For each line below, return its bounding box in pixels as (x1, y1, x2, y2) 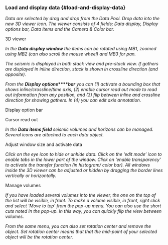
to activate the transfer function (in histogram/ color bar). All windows (5, 162, 150, 168)
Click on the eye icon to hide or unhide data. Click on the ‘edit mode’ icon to (5, 151, 162, 157)
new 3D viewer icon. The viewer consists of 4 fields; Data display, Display (5, 21, 158, 27)
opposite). (5, 71, 27, 77)
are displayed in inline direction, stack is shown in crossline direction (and (5, 66, 158, 72)
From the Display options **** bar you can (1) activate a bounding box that (5, 81, 160, 87)
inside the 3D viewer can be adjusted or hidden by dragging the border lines (5, 168, 163, 174)
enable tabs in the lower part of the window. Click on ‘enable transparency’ (5, 156, 161, 162)
